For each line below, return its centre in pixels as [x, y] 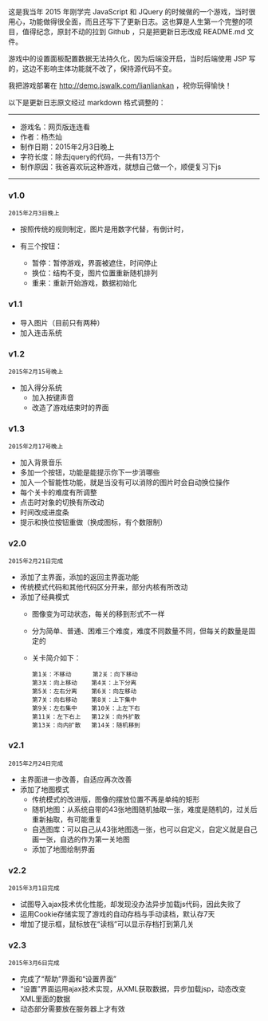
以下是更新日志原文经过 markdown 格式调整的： [87, 102]
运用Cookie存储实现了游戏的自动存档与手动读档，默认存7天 [117, 914]
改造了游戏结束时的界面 [70, 407]
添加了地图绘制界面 [63, 849]
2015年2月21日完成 [36, 562]
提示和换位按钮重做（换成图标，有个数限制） [93, 522]
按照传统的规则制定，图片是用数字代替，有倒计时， [104, 229]
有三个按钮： [41, 246]
